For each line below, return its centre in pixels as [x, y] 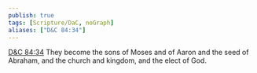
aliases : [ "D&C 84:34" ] [47, 30]
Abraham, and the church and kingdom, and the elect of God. [107, 60]
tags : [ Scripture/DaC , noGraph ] [61, 23]
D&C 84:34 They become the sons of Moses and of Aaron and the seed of [128, 53]
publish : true [31, 15]
